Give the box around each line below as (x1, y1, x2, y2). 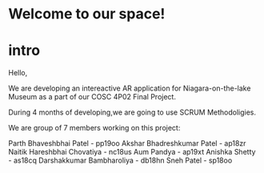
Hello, (8, 68, 28, 78)
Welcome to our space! (8, 5, 166, 23)
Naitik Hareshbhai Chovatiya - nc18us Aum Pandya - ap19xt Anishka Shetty (8, 147, 256, 157)
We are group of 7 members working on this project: (8, 123, 181, 133)
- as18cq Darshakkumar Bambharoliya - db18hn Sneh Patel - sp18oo (8, 155, 233, 165)
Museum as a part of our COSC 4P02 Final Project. (8, 92, 176, 102)
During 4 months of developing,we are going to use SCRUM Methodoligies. (8, 107, 257, 117)
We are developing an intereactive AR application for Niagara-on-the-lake (8, 83, 251, 93)
